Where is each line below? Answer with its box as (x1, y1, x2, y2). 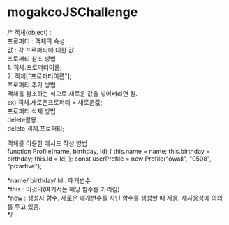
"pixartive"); (7, 161, 42, 170)
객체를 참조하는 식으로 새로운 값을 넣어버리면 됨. (7, 89, 138, 98)
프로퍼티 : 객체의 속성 (7, 36, 65, 45)
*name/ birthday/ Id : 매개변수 (7, 176, 91, 184)
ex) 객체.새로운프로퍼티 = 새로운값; (7, 98, 103, 106)
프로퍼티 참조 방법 (7, 54, 56, 63)
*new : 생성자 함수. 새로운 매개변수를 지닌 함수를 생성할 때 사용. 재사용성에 (7, 194, 210, 202)
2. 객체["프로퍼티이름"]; (7, 71, 72, 80)
